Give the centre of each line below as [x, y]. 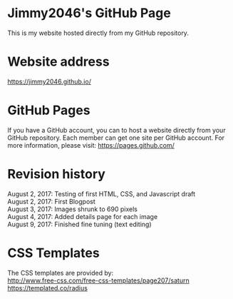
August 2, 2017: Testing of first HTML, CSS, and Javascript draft [102, 193]
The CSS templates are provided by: [61, 273]
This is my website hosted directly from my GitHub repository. [98, 33]
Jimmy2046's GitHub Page [89, 13]
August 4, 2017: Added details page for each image [83, 216]
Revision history [56, 174]
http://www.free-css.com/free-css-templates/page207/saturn [99, 280]
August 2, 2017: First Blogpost [52, 201]
